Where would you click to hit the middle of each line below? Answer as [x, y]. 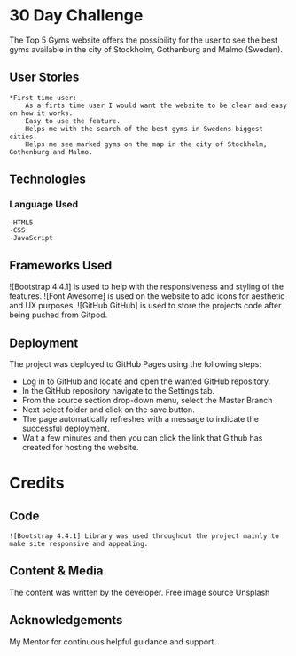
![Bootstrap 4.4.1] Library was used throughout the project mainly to [144, 536]
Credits [37, 483]
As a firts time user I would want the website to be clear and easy [156, 105]
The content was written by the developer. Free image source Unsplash [140, 592]
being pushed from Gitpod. [58, 315]
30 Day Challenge [76, 16]
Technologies [48, 180]
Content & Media [56, 571]
